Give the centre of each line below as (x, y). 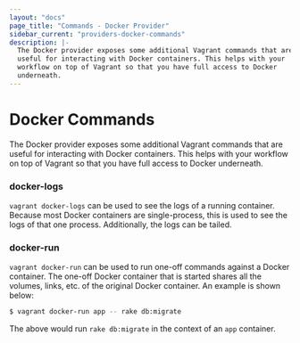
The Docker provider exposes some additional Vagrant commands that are (146, 144)
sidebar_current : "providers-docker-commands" (97, 34)
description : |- (39, 42)
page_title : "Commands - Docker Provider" (89, 26)
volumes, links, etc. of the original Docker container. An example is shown (145, 286)
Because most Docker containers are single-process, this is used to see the (149, 215)
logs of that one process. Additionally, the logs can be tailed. (121, 225)
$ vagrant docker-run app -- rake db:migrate (95, 312)
